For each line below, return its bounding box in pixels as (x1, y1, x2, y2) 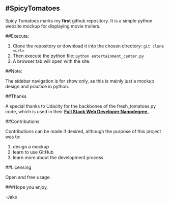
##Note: (5, 68, 23, 74)
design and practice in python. (5, 83, 70, 89)
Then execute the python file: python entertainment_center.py (12, 53, 144, 59)
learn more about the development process (12, 154, 104, 160)
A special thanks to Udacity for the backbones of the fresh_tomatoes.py (5, 103, 156, 109)
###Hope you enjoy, (5, 184, 48, 190)
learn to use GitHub (12, 149, 54, 155)
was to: (5, 134, 21, 140)
